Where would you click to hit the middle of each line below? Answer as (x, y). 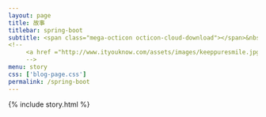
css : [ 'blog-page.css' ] (47, 74)
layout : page (30, 15)
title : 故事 (27, 23)
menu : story (28, 67)
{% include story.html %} (49, 104)
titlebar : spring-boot (46, 30)
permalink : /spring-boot (49, 81)
